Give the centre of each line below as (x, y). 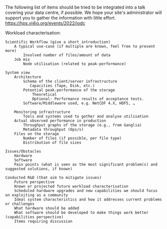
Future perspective (34, 182)
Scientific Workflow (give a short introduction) (58, 42)
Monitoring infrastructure (42, 112)
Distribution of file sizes (52, 142)
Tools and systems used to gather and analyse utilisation (86, 116)
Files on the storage (36, 134)
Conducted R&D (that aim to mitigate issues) (53, 177)
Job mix (22, 59)
